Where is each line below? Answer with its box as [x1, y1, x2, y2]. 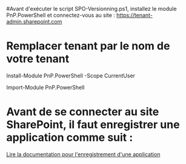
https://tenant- [116, 11, 153, 19]
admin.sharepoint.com [6, 18, 62, 25]
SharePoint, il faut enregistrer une [6, 118, 180, 132]
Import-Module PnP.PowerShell [6, 84, 85, 91]
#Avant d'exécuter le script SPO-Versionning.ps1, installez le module [6, 5, 177, 12]
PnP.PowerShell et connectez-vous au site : [6, 11, 115, 19]
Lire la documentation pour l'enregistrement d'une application [6, 151, 161, 158]
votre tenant [6, 52, 70, 66]
